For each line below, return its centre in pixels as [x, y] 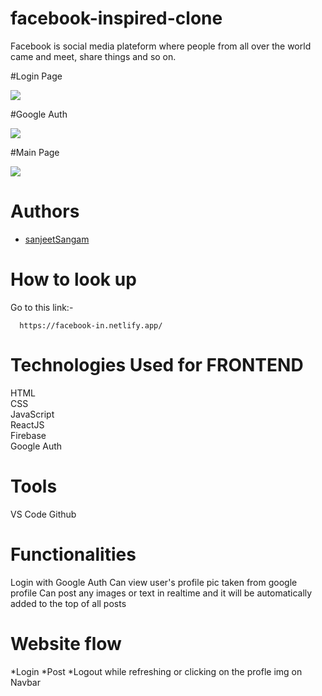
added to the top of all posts [68, 603]
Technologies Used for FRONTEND [157, 365]
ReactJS [27, 424]
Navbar [25, 682]
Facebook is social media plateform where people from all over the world [161, 46]
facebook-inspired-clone [116, 18]
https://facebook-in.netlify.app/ [91, 325]
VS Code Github [43, 514]
